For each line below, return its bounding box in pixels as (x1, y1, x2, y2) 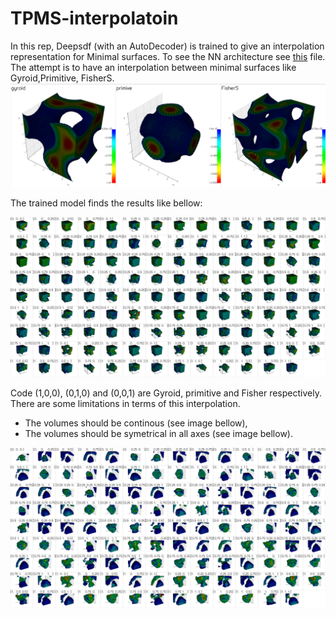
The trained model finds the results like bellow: (10, 197, 203, 209)
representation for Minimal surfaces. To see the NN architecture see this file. (10, 50, 326, 62)
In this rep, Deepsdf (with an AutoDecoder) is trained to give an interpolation (10, 40, 325, 52)
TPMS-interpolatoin (10, 7, 179, 30)
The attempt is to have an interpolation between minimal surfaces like (10, 61, 297, 73)
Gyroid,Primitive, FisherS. (10, 72, 115, 84)
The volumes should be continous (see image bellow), (24, 417, 248, 429)
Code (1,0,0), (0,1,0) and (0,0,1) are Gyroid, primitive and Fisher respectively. (10, 387, 322, 399)
